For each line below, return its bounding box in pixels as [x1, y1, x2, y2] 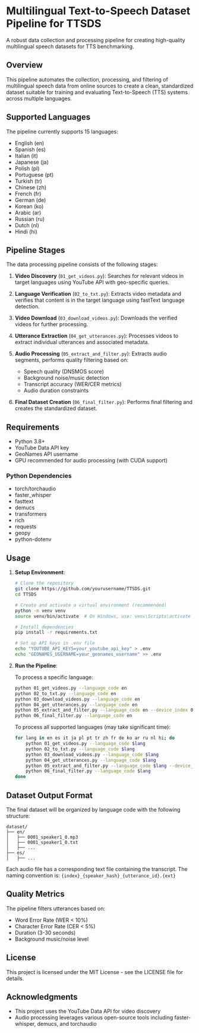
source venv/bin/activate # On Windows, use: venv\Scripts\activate [14, 613, 191, 619]
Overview [6, 60, 43, 70]
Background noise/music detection [23, 374, 109, 381]
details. [6, 975, 24, 982]
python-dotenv [14, 536, 52, 543]
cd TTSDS [14, 591, 37, 597]
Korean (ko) [14, 202, 44, 209]
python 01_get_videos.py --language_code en [14, 685, 127, 691]
